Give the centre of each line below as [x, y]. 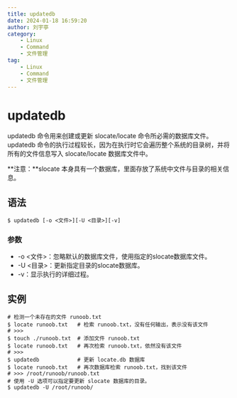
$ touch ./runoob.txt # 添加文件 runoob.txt [74, 339]
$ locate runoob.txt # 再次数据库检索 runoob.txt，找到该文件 [98, 367]
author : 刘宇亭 [28, 27]
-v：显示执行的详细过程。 [55, 274]
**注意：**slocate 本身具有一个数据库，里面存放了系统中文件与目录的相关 [115, 169]
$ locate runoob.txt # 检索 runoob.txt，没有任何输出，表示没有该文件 [108, 325]
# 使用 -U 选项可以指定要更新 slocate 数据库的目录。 [79, 382]
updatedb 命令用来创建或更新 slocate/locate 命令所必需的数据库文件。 [110, 136]
